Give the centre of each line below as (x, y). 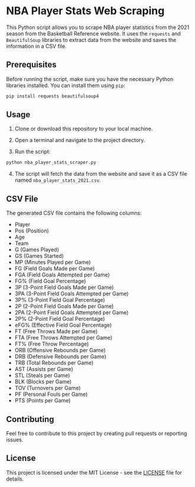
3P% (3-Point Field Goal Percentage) (60, 300)
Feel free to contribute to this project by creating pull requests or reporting (97, 433)
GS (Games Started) (39, 256)
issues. (15, 440)
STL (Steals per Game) (42, 375)
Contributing (30, 419)
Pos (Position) (32, 231)
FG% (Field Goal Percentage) (50, 281)
